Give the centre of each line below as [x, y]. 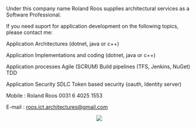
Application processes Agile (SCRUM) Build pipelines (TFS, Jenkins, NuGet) [98, 66]
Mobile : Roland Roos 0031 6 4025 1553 [54, 96]
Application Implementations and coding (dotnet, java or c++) [81, 55]
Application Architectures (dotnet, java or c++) [63, 44]
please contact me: [30, 32]
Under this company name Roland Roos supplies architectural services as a [98, 9]
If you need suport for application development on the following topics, [92, 26]
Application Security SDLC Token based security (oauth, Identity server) [94, 84]
